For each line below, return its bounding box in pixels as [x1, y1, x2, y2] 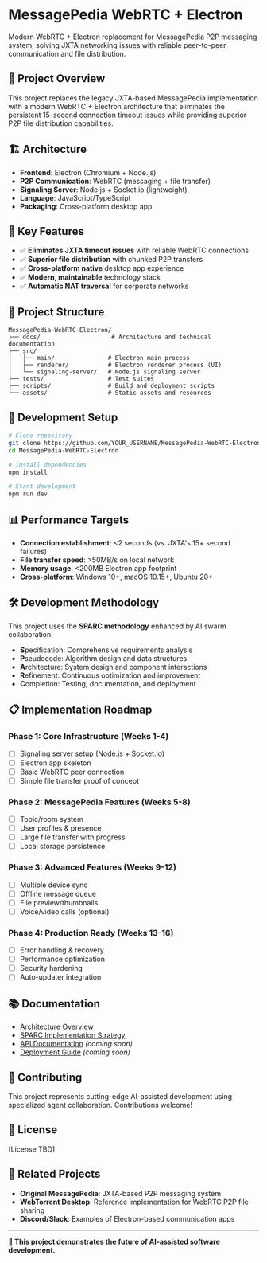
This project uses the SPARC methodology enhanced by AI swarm [8, 621, 226, 631]
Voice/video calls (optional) [19, 906, 110, 917]
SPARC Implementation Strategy [19, 1030, 126, 1040]
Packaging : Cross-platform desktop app [19, 201, 153, 211]
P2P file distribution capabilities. [8, 118, 114, 128]
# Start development [8, 483, 77, 491]
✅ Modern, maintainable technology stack [19, 272, 161, 282]
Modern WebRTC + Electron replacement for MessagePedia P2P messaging [8, 32, 257, 41]
